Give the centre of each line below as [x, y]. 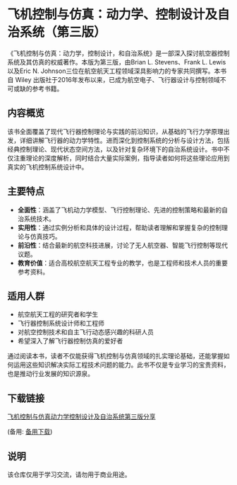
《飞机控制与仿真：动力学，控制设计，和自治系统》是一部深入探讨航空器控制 [119, 53]
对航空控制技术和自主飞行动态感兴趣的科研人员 [85, 332]
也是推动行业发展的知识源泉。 [50, 374]
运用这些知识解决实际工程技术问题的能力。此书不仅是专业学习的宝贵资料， [121, 365]
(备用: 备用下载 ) [30, 432]
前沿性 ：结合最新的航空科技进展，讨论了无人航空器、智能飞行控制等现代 [122, 245]
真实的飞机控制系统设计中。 [48, 166]
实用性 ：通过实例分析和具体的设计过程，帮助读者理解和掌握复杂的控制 [120, 227]
